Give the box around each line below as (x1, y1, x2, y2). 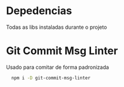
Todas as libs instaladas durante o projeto (6, 24, 108, 31)
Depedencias (6, 4, 72, 18)
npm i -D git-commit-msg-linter (11, 75, 91, 81)
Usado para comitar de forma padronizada (6, 63, 109, 71)
